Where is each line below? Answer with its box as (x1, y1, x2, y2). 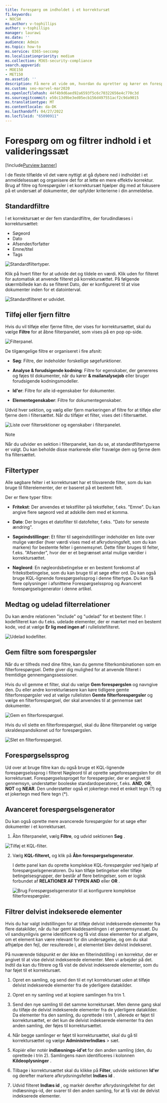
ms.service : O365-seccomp (5, 49, 59, 54)
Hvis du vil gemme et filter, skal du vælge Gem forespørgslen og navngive (5, 681, 158, 687)
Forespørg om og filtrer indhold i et (5, 135, 152, 146)
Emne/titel (12, 246, 33, 252)
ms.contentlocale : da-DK (5, 104, 57, 109)
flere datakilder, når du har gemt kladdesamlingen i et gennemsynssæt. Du (5, 926, 158, 932)
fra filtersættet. (5, 452, 36, 458)
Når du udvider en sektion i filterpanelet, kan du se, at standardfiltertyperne (5, 441, 160, 447)
